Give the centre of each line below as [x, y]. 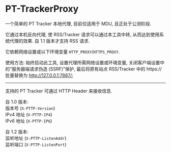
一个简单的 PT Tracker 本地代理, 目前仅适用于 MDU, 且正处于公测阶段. [78, 23]
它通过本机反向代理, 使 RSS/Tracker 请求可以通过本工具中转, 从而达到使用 [82, 34]
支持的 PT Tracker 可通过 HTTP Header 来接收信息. [59, 91]
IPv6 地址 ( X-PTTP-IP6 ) [29, 121]
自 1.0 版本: [17, 102]
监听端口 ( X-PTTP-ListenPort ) [36, 144]
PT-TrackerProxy [42, 9]
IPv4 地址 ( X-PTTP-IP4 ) [29, 114]
